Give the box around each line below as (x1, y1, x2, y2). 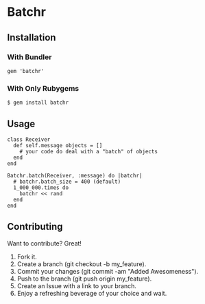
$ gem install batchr (7, 99, 69, 107)
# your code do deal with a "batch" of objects (19, 148, 158, 155)
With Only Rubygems (7, 83, 80, 93)
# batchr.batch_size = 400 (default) (13, 178, 121, 185)
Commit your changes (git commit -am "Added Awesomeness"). (16, 267, 199, 275)
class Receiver (7, 135, 51, 143)
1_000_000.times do (13, 184, 69, 191)
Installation (7, 32, 56, 43)
